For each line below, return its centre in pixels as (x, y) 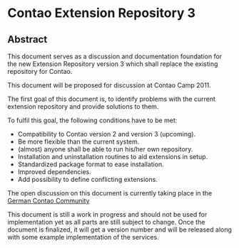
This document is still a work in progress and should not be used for (107, 214)
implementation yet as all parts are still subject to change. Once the (106, 222)
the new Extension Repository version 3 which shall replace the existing (113, 64)
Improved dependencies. (54, 172)
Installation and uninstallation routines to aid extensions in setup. (113, 157)
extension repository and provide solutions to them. (83, 107)
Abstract (27, 39)
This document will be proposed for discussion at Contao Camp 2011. (110, 85)
